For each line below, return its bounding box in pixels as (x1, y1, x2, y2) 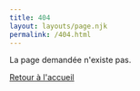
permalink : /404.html (9, 30, 92, 39)
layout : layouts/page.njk (9, 22, 107, 31)
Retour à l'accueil (9, 72, 75, 83)
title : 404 (9, 13, 51, 23)
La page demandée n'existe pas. (9, 55, 132, 66)
